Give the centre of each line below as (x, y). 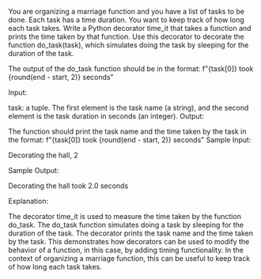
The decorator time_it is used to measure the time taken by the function (125, 216)
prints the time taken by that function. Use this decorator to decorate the (127, 36)
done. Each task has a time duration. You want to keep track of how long (126, 20)
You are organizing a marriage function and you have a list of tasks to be (127, 11)
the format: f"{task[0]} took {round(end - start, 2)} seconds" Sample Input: (130, 140)
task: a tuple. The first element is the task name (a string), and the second (129, 107)
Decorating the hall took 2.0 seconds (68, 186)
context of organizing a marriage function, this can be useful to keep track (129, 258)
